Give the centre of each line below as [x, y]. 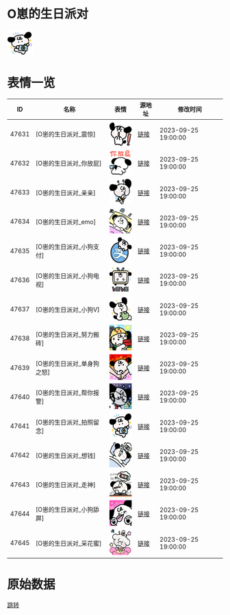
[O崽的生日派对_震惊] [65, 134]
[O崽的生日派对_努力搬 [67, 334]
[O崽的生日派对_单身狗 [67, 364]
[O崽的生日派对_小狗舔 [67, 510]
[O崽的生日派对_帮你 [64, 393]
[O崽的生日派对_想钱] [65, 455]
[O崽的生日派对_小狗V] [68, 310]
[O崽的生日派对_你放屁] [68, 163]
